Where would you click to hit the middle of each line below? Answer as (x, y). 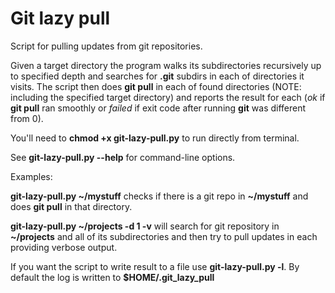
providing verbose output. (64, 247)
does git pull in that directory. (71, 206)
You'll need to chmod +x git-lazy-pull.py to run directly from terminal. (155, 138)
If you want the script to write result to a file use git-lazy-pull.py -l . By (155, 266)
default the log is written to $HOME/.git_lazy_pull (112, 277)
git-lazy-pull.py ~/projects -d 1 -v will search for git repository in (145, 226)
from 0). (27, 118)
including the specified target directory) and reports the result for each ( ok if (168, 97)
